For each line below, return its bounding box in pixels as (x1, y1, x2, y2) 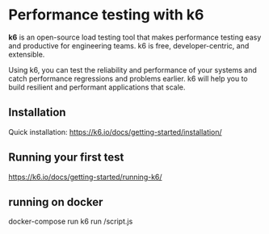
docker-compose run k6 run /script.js (8, 216, 133, 227)
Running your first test (8, 151, 124, 165)
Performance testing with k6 (8, 6, 204, 24)
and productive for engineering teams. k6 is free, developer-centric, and (8, 40, 250, 50)
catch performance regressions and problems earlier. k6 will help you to (8, 73, 248, 83)
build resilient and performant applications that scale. (8, 82, 186, 92)
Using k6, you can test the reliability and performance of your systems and (8, 65, 257, 74)
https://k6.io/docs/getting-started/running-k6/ (8, 172, 163, 182)
